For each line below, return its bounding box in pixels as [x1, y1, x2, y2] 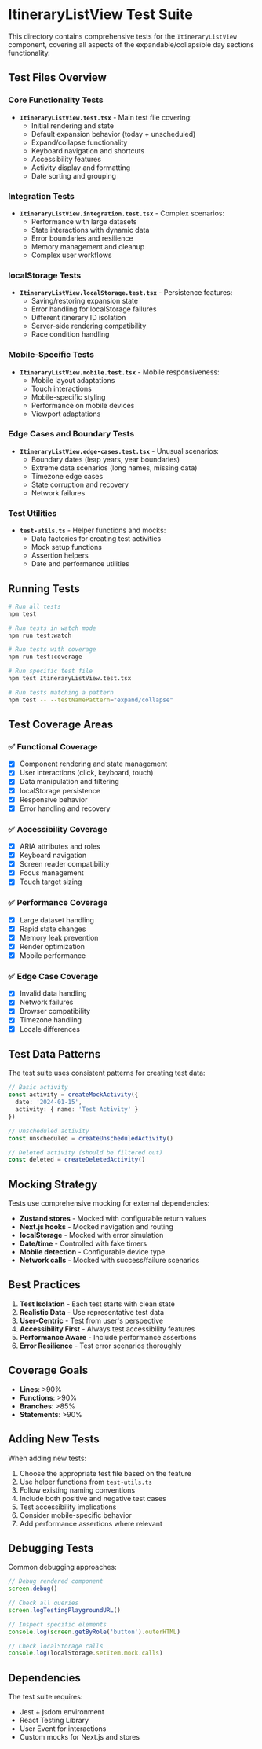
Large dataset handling [19, 915, 94, 925]
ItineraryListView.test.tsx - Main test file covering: [19, 112, 192, 122]
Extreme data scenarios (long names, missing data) [31, 462, 198, 473]
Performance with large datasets [31, 216, 137, 226]
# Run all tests [8, 602, 61, 610]
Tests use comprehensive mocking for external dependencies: [8, 1199, 210, 1208]
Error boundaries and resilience [31, 234, 133, 243]
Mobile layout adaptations [31, 375, 115, 385]
